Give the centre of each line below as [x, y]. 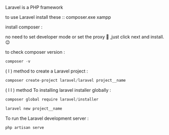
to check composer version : [35, 52]
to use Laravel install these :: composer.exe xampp [58, 17]
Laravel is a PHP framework [34, 7]
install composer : [24, 27]
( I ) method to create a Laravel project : [47, 71]
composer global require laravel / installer [52, 99]
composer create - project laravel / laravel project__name [65, 80]
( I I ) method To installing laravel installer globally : [58, 90]
